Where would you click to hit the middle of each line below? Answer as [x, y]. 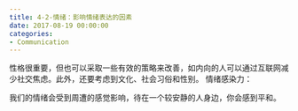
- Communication [39, 42]
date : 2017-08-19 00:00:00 [59, 26]
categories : [31, 33]
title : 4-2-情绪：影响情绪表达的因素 [71, 17]
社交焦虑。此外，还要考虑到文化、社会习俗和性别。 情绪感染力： [134, 79]
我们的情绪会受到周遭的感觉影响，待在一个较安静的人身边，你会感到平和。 [145, 98]
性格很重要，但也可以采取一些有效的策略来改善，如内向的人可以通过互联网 [145, 68]
